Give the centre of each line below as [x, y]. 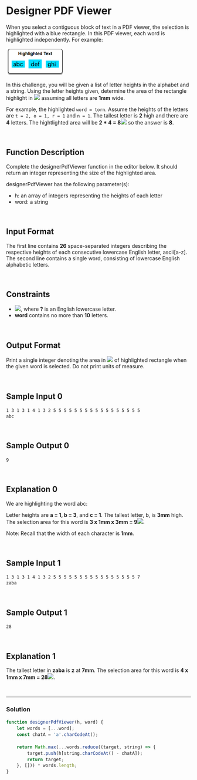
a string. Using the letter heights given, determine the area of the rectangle [96, 91]
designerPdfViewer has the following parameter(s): [68, 184]
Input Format [30, 232]
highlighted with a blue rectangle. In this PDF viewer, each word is [86, 33]
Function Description [45, 152]
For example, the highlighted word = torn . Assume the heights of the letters [97, 109]
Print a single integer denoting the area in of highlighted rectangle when [96, 360]
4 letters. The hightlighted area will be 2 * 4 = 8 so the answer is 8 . [90, 122]
